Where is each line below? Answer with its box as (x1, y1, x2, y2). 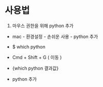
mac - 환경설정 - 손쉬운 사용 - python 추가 (12, 33, 98, 39)
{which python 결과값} (12, 65, 59, 71)
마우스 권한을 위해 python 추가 (12, 23, 74, 29)
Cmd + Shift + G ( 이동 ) (12, 54, 62, 60)
